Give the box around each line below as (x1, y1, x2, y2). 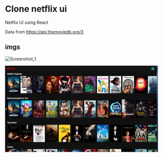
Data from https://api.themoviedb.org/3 (5, 29, 84, 35)
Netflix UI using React (5, 19, 49, 25)
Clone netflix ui (5, 3, 67, 15)
